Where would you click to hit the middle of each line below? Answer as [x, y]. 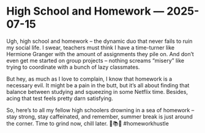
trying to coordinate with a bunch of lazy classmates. [73, 67]
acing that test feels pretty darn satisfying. [60, 98]
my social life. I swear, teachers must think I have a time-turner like [91, 48]
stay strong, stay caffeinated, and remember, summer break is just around [99, 117]
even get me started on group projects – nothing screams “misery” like [95, 60]
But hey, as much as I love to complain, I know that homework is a [89, 79]
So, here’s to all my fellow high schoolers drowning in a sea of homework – [100, 110]
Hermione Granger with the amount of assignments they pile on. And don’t [100, 54]
